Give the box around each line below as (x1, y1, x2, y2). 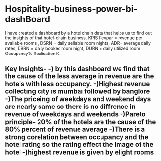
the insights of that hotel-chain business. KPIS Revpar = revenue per (5, 35, 143, 41)
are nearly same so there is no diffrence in (5, 103, 136, 111)
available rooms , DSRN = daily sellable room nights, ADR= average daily (5, 40, 151, 46)
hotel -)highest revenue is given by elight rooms (5, 148, 154, 157)
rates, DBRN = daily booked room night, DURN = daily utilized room (5, 45, 141, 51)
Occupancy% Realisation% (5, 50, 60, 56)
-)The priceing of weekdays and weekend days (5, 95, 151, 103)
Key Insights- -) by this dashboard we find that (5, 65, 150, 73)
